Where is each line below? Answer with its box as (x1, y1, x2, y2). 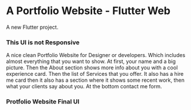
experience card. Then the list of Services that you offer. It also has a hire (6, 71, 184, 78)
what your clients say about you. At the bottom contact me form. (6, 83, 162, 90)
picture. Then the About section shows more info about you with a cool (6, 64, 178, 71)
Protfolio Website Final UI (6, 98, 80, 106)
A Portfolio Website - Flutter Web (6, 4, 170, 18)
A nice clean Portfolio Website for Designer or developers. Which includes (6, 52, 186, 59)
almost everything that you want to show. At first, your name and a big (6, 58, 176, 65)
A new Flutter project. (6, 24, 59, 31)
